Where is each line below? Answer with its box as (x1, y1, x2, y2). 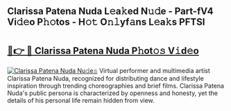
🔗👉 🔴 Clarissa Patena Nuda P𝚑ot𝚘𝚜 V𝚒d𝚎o (7, 45, 199, 57)
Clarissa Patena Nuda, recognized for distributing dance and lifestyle (7, 74, 205, 82)
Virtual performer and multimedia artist (99, 67, 210, 74)
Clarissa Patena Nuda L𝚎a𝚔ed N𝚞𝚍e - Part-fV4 (7, 6, 214, 17)
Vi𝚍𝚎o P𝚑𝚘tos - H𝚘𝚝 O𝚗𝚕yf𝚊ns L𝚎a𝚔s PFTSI (7, 17, 205, 28)
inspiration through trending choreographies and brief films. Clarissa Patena (7, 82, 224, 90)
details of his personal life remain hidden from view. (7, 97, 155, 104)
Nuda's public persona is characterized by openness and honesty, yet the (7, 89, 219, 97)
